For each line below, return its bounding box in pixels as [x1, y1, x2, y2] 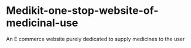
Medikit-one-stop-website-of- [6, 4, 159, 17]
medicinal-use [6, 16, 78, 29]
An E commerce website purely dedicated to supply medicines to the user [6, 35, 185, 42]
